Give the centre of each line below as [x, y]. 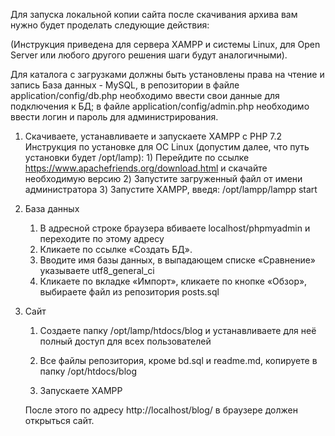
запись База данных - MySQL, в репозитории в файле [125, 85]
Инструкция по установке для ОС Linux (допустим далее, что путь [167, 147]
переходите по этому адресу [102, 238]
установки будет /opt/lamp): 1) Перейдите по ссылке [137, 157]
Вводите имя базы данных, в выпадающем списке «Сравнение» [178, 260]
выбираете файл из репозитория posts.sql [129, 292]
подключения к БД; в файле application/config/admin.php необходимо [160, 106]
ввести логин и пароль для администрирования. [114, 117]
